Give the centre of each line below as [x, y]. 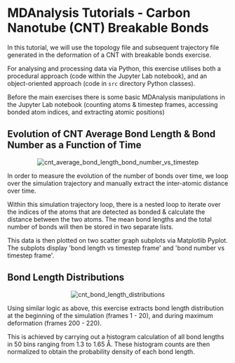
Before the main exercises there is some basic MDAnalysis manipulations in [116, 97]
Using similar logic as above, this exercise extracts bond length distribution [116, 308]
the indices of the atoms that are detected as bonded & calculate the [106, 212]
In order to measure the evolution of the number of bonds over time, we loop [118, 176]
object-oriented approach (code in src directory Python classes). [101, 83]
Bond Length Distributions [66, 278]
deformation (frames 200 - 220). [54, 323]
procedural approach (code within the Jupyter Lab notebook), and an [107, 76]
